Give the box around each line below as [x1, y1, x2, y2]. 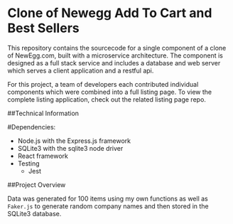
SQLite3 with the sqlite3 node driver [17, 144, 124, 152]
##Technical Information [7, 109, 80, 117]
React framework [17, 151, 69, 160]
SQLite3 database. [7, 209, 62, 218]
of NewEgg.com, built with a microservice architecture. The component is [7, 51, 224, 60]
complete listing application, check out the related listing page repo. [7, 95, 206, 104]
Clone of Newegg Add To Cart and [7, 5, 212, 21]
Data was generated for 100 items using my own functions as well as [7, 194, 208, 203]
